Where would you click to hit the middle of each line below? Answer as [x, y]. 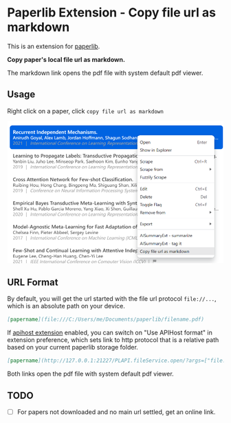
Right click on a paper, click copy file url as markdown [85, 111]
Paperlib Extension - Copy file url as [112, 13]
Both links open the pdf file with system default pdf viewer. [90, 374]
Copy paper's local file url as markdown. [66, 59]
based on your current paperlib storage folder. [73, 347]
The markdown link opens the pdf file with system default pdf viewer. [105, 73]
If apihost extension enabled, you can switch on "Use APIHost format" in [110, 333]
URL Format [33, 283]
